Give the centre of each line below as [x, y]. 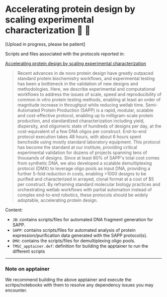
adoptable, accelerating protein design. [57, 200]
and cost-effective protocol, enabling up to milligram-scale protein [85, 115]
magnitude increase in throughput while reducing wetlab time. [81, 105]
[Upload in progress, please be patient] [45, 44]
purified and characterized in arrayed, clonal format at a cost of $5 [85, 179]
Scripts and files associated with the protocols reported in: [65, 54]
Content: [14, 210]
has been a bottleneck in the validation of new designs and [78, 84]
